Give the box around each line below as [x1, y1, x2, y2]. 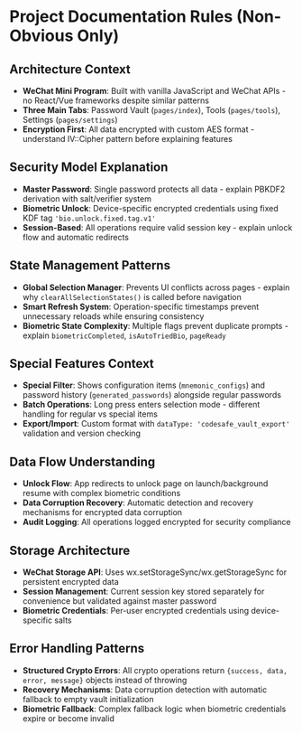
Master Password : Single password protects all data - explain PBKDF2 [22, 183, 286, 194]
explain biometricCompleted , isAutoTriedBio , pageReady [22, 330, 227, 341]
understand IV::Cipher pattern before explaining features [22, 134, 233, 144]
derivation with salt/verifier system [22, 193, 151, 204]
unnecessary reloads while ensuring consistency [22, 310, 205, 322]
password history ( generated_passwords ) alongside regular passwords [22, 390, 282, 400]
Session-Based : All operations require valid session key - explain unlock [22, 221, 293, 232]
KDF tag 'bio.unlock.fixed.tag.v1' [22, 212, 156, 223]
